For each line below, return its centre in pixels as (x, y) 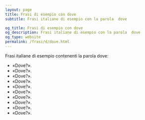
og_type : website (23, 37)
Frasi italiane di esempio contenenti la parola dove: (57, 56)
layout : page (19, 10)
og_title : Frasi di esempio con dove (44, 28)
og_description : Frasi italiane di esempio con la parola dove (73, 33)
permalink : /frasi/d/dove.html (37, 42)
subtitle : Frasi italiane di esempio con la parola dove (66, 19)
